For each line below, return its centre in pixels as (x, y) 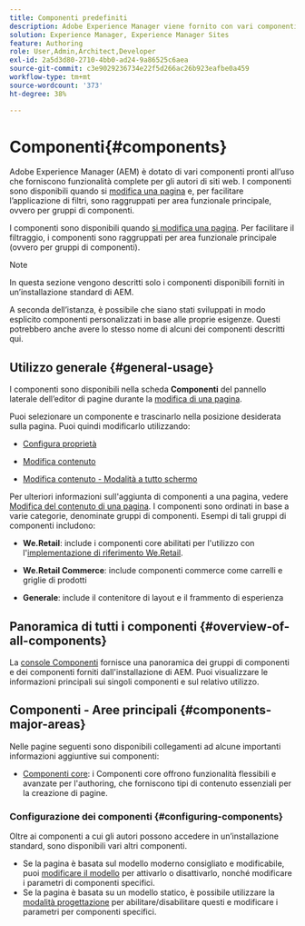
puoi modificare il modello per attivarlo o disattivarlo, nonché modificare (157, 873)
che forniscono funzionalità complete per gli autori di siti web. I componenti (151, 182)
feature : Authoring (46, 43)
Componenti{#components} (118, 147)
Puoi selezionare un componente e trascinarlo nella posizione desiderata (145, 417)
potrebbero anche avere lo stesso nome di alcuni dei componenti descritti (148, 329)
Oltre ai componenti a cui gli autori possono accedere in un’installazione (144, 836)
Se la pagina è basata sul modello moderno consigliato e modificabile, (153, 863)
